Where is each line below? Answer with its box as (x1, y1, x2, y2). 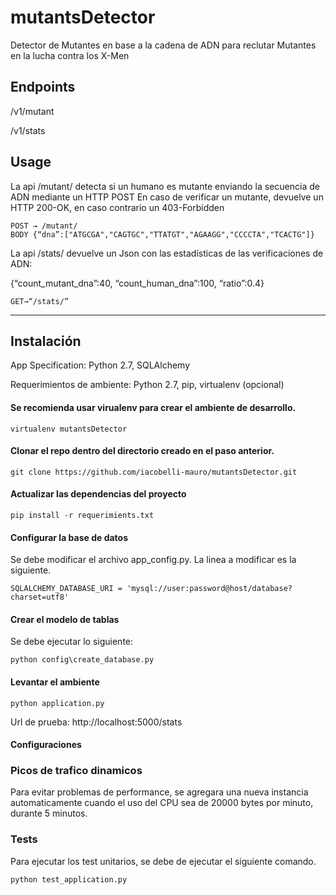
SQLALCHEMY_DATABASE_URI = (10, 584, 123, 594)
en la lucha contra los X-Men (10, 49, 130, 61)
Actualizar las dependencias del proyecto (10, 488, 187, 500)
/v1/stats (10, 124, 46, 136)
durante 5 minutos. (10, 807, 88, 820)
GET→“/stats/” (10, 296, 70, 306)
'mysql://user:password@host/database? (126, 584, 293, 594)
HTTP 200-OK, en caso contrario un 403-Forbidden (10, 201, 225, 213)
